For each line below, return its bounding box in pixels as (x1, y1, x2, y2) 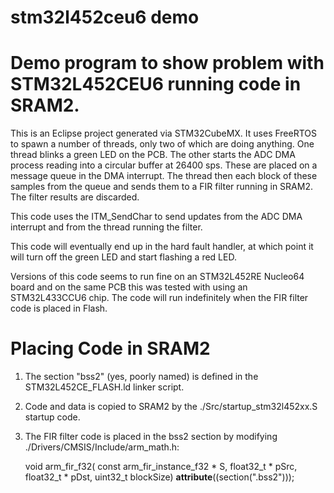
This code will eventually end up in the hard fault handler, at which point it (10, 241, 314, 253)
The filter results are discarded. (10, 191, 140, 203)
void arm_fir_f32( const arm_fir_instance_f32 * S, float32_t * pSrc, (24, 461, 298, 473)
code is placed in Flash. (10, 302, 108, 315)
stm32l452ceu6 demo (10, 6, 200, 29)
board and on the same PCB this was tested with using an (10, 281, 248, 293)
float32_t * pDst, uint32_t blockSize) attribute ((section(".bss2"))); (24, 471, 295, 483)
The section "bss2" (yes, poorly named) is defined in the (24, 371, 259, 383)
